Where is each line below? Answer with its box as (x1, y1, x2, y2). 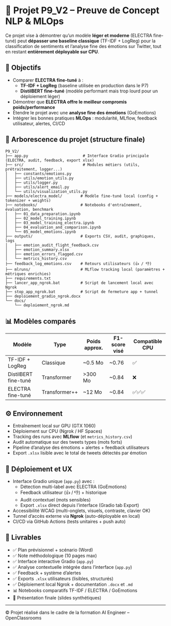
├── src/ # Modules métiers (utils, (5, 162, 140, 167)
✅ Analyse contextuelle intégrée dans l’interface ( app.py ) (12, 564, 132, 570)
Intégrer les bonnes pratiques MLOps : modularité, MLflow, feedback (12, 115, 157, 121)
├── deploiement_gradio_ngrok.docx (5, 294, 81, 299)
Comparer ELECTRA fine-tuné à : (12, 77, 84, 83)
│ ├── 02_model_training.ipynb (5, 215, 76, 221)
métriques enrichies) (5, 271, 51, 276)
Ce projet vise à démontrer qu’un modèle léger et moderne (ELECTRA (5, 32, 153, 38)
